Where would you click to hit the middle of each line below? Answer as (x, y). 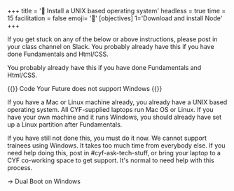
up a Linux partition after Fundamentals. (65, 125)
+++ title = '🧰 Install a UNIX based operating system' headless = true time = (117, 11)
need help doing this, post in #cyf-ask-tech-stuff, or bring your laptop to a (114, 153)
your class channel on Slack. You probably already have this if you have (111, 47)
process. (20, 168)
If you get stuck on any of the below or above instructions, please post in (112, 39)
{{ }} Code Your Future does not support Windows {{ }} (85, 89)
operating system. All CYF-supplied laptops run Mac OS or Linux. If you (110, 109)
